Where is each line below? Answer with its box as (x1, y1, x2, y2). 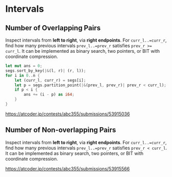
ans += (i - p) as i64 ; (24, 92, 74, 97)
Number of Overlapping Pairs (5, 24, 101, 32)
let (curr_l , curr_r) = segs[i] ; (14, 77, 86, 83)
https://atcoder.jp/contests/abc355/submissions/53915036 (5, 111, 130, 117)
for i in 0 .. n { (5, 73, 40, 78)
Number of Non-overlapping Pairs (5, 126, 117, 134)
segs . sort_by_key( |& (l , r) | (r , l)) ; (5, 68, 86, 73)
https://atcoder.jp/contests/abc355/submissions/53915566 (5, 165, 130, 172)
